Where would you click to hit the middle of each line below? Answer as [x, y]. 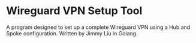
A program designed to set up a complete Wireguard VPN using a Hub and [98, 27]
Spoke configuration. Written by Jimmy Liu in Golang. [72, 33]
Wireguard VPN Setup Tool [74, 11]
